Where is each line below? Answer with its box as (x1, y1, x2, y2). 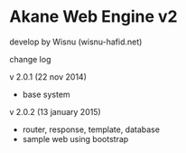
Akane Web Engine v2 (9, 6, 178, 27)
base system (22, 89, 70, 100)
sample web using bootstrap (22, 133, 129, 144)
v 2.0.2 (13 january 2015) (9, 106, 101, 117)
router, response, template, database (22, 124, 161, 135)
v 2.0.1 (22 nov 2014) (9, 71, 88, 82)
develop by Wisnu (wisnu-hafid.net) (9, 36, 143, 47)
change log (9, 53, 51, 64)
